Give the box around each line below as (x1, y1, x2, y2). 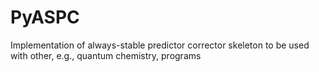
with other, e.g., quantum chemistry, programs (10, 49, 202, 61)
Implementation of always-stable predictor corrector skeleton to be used (10, 39, 310, 51)
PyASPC (10, 6, 80, 29)
